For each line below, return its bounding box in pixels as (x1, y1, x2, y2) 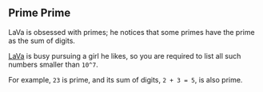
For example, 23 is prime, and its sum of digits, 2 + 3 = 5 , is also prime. (8, 75, 243, 84)
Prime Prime (8, 6, 71, 20)
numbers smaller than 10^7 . (8, 59, 98, 69)
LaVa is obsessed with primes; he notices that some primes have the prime (8, 27, 255, 36)
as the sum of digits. (8, 36, 76, 45)
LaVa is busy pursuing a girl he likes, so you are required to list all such (8, 51, 241, 60)
